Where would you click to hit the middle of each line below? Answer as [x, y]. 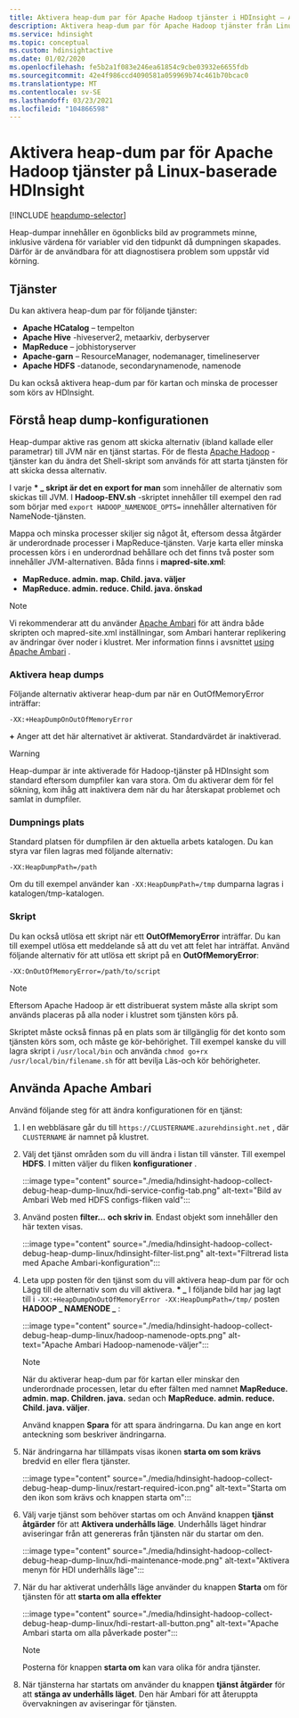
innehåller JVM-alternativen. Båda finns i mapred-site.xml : [118, 562]
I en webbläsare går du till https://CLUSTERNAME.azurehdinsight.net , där [155, 1127]
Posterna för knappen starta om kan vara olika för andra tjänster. [141, 1667]
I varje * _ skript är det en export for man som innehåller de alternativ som [146, 488]
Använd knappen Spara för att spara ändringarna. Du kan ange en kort [152, 1425]
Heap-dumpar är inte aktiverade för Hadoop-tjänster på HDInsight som [139, 771]
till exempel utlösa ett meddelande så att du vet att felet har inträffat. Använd [149, 945]
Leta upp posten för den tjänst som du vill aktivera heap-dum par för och [155, 1279]
